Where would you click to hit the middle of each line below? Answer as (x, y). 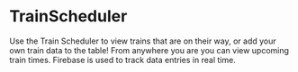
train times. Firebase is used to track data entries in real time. (122, 60)
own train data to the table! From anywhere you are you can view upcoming (149, 50)
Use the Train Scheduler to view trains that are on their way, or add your (143, 41)
